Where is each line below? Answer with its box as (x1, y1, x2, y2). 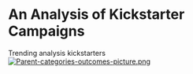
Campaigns (8, 22, 85, 40)
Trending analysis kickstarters (8, 48, 106, 57)
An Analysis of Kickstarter (8, 6, 185, 24)
